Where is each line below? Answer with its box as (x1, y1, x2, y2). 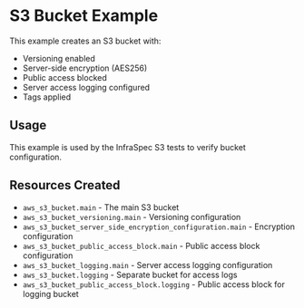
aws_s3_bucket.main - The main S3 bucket (22, 201, 180, 213)
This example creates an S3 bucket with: (9, 35, 162, 46)
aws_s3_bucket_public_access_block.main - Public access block (22, 240, 260, 251)
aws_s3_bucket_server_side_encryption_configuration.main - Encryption (22, 221, 296, 232)
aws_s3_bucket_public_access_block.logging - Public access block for (22, 278, 286, 290)
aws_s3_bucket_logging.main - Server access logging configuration (22, 259, 273, 270)
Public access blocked (22, 72, 107, 82)
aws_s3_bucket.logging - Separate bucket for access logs (22, 269, 238, 280)
